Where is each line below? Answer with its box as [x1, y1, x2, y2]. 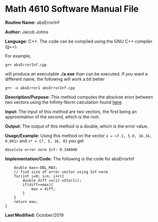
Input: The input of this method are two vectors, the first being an [5, 109, 137, 114]
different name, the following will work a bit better [5, 76, 105, 82]
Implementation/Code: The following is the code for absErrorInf [5, 156, 135, 162]
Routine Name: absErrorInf [5, 19, 60, 25]
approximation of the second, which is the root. [5, 113, 100, 120]
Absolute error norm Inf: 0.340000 [5, 147, 78, 152]
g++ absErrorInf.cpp [5, 62, 47, 67]
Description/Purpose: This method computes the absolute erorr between [5, 94, 154, 100]
